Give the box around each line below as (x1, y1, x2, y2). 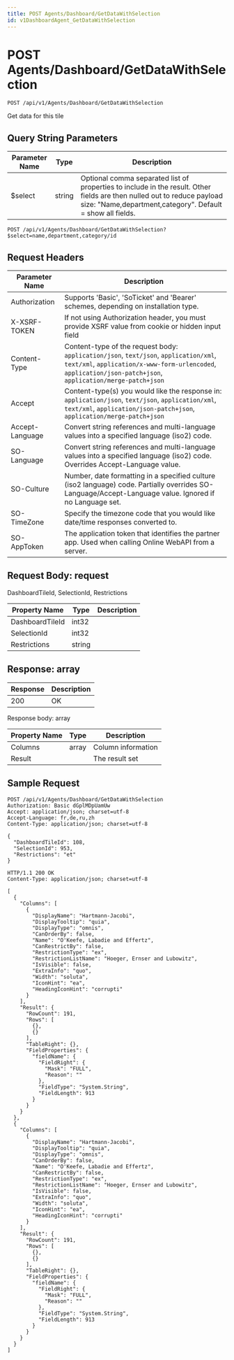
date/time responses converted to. (64, 517, 178, 527)
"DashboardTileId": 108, (13, 838, 86, 846)
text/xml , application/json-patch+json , (64, 403, 195, 413)
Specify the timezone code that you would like (64, 508, 216, 518)
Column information (93, 742, 158, 752)
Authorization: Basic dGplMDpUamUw (7, 802, 111, 809)
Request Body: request (7, 570, 109, 582)
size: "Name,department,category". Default (80, 200, 223, 210)
